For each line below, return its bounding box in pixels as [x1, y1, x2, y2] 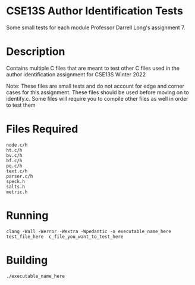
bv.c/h [6, 152, 23, 159]
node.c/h [6, 142, 28, 148]
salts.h [6, 184, 26, 190]
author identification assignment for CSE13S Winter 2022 [6, 70, 146, 78]
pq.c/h [6, 163, 23, 169]
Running [6, 209, 49, 222]
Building [6, 253, 48, 267]
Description [6, 45, 65, 58]
